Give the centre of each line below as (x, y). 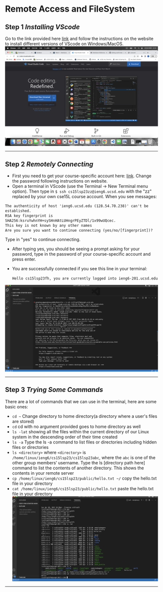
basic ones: (16, 407)
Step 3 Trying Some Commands (54, 390)
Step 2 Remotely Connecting (49, 164)
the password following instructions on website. (60, 181)
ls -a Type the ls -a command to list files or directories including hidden (84, 442)
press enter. (24, 259)
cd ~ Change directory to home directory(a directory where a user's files (85, 416)
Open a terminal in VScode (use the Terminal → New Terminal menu (80, 186)
